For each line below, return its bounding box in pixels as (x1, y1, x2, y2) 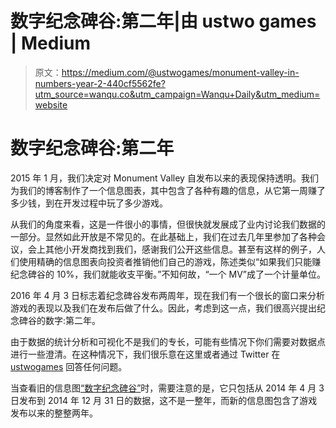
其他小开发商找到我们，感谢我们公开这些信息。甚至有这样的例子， (44, 243, 317, 255)
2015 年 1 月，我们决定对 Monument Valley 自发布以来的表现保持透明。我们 (10, 172, 319, 184)
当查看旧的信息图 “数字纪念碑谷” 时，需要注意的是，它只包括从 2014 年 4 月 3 (10, 382, 325, 394)
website (34, 98, 68, 111)
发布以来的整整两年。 (10, 407, 98, 419)
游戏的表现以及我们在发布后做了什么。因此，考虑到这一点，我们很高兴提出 (10, 302, 317, 314)
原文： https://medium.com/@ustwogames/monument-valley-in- (34, 66, 300, 78)
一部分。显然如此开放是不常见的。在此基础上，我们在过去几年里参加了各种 (10, 230, 317, 242)
